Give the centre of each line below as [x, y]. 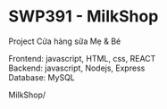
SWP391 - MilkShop [83, 17]
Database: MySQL [42, 77]
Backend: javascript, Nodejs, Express [77, 68]
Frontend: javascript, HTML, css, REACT [82, 58]
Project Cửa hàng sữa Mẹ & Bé [65, 41]
